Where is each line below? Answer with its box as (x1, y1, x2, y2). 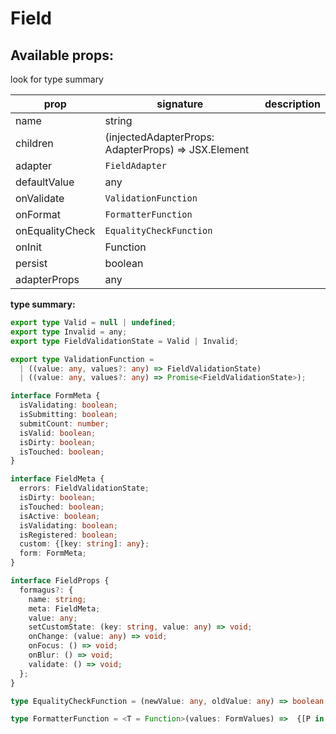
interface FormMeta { (10, 391, 101, 401)
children (15, 137, 54, 150)
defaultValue (15, 175, 75, 189)
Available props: (10, 47, 114, 64)
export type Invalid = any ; (10, 327, 128, 337)
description (264, 97, 321, 111)
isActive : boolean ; (19, 511, 101, 521)
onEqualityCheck (15, 224, 96, 237)
